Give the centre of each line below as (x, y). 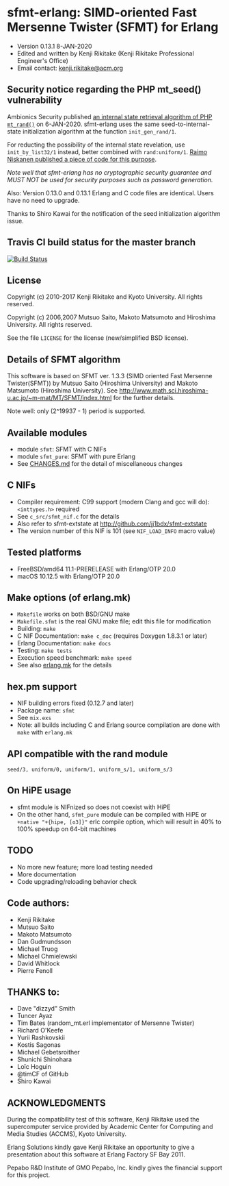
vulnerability (35, 100)
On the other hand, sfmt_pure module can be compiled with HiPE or (112, 814)
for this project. (29, 1175)
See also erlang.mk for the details (64, 665)
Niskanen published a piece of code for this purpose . (82, 159)
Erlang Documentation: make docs (64, 643)
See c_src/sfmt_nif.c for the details (68, 516)
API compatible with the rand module (87, 754)
